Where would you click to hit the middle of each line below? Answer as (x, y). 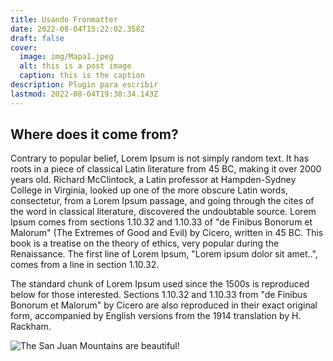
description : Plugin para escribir (84, 85)
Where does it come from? (94, 134)
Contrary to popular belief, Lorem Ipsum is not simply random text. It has (160, 158)
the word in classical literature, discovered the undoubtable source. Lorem (163, 212)
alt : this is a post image (75, 66)
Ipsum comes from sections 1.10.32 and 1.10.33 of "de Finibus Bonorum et (161, 222)
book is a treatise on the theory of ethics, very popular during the (145, 243)
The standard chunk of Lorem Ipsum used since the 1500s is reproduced (160, 284)
